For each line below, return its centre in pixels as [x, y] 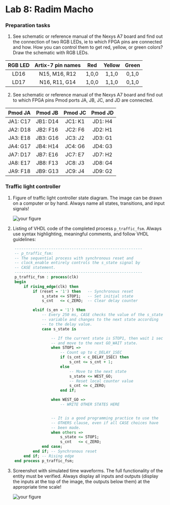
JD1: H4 [103, 122]
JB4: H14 [47, 147]
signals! [21, 208]
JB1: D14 [47, 122]
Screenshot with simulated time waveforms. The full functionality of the [88, 470]
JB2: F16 [47, 130]
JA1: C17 [19, 122]
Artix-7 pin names [57, 65]
